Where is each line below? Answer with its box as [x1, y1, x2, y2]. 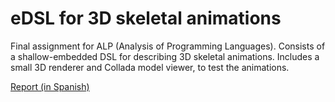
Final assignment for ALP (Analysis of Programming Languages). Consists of [10, 40, 326, 52]
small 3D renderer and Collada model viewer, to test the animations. [10, 61, 290, 73]
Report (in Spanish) [10, 80, 90, 92]
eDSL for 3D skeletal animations [10, 7, 282, 30]
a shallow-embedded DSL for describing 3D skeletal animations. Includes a [10, 50, 320, 62]
